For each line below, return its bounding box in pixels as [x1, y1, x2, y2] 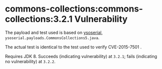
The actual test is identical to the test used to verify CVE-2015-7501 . [5, 44, 142, 50]
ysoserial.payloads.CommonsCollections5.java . [5, 35, 100, 41]
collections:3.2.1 [5, 14, 73, 25]
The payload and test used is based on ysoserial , [5, 29, 103, 35]
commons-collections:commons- [5, 3, 143, 14]
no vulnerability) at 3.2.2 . [5, 58, 56, 64]
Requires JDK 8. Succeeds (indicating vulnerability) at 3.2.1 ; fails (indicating [5, 53, 157, 59]
